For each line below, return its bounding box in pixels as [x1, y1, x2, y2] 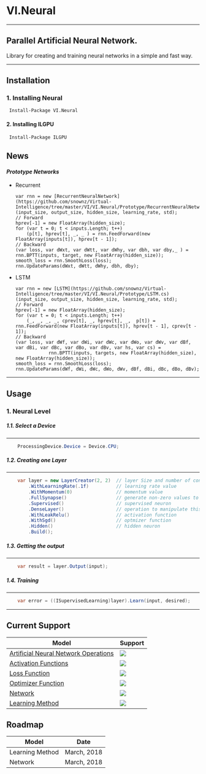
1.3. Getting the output [6, 542, 64, 549]
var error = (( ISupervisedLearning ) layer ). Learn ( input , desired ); [17, 598, 191, 604]
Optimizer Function [9, 678, 64, 687]
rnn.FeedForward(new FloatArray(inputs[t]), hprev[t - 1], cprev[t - [15, 323, 197, 330]
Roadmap [6, 719, 44, 730]
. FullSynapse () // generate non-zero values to [28, 495, 199, 501]
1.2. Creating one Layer [6, 456, 67, 463]
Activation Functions [9, 659, 69, 667]
